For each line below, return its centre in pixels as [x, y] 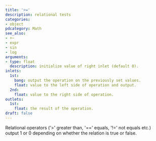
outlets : [14, 99]
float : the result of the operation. [54, 109]
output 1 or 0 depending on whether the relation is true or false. [71, 133]
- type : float [20, 62]
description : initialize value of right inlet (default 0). [74, 66]
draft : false [19, 113]
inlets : [13, 71]
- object [14, 24]
